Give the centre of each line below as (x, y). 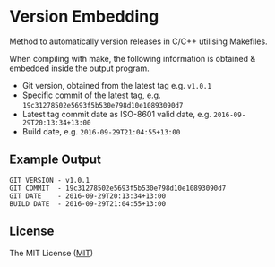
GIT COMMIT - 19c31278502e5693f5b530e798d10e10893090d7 (118, 188)
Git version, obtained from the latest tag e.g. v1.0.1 (117, 85)
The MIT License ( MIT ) (52, 253)
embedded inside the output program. (79, 68)
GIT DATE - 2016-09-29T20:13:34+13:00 (88, 196)
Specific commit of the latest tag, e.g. (91, 95)
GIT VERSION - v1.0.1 (50, 180)
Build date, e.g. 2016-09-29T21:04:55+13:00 (101, 131)
